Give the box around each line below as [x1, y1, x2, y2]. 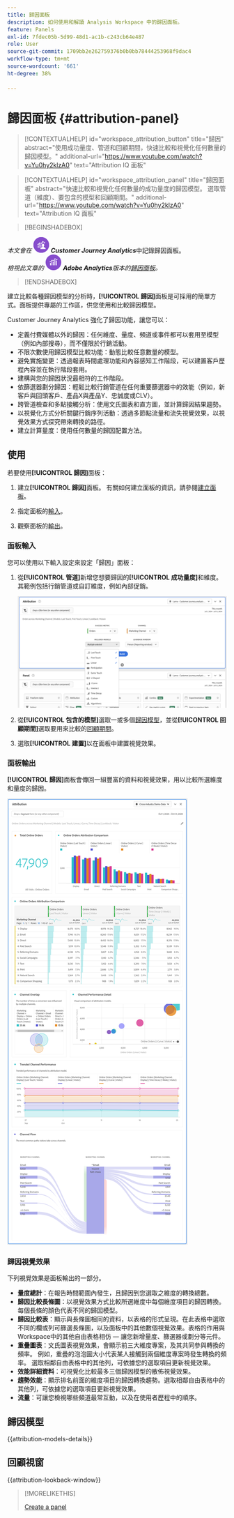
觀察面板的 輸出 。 [17, 522, 67, 530]
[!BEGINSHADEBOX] [24, 223, 83, 232]
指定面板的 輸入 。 [17, 507, 67, 515]
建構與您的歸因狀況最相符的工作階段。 [17, 374, 127, 383]
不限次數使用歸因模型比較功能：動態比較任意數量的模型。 [17, 348, 182, 356]
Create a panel [24, 1503, 67, 1511]
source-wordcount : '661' [7, 63, 79, 70]
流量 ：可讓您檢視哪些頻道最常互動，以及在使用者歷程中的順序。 [17, 1393, 201, 1402]
